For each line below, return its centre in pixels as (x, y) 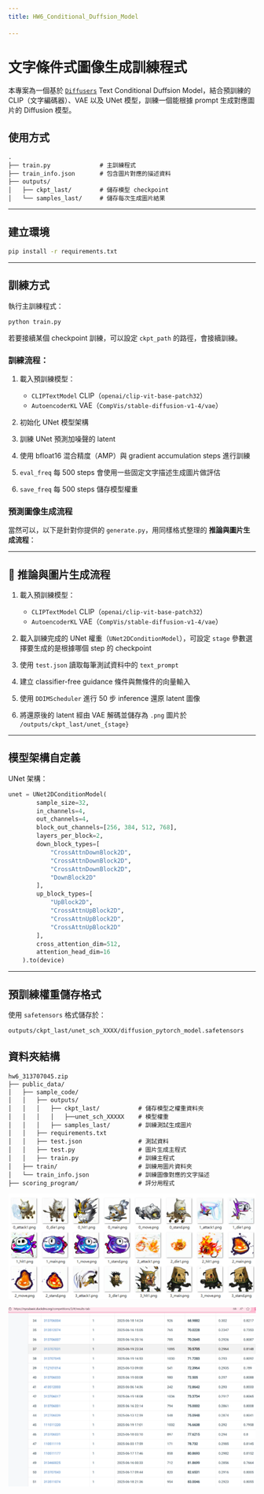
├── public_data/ (37, 1084)
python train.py (35, 322)
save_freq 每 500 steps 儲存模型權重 (79, 489)
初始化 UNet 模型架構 (54, 422)
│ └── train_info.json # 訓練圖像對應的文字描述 (109, 1175)
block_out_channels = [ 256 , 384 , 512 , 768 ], (107, 828)
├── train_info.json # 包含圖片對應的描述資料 (90, 174)
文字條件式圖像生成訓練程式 (98, 67)
